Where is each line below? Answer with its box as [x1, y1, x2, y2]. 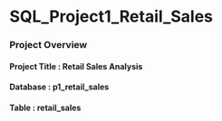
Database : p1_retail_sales [9, 81, 110, 92]
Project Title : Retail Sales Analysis [9, 60, 143, 71]
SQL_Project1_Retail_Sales [9, 6, 213, 27]
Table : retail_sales [9, 102, 82, 113]
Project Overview [9, 39, 88, 51]
